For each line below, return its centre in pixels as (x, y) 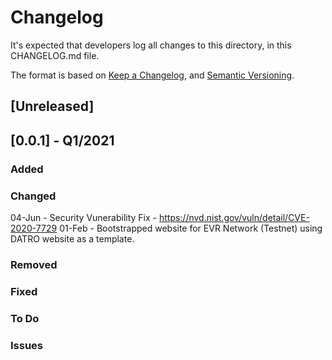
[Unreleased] (52, 106)
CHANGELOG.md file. (55, 55)
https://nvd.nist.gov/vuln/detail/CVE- (234, 217)
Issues (27, 345)
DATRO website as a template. (72, 238)
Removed (34, 264)
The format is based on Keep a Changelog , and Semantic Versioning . (152, 75)
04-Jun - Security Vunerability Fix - (83, 217)
